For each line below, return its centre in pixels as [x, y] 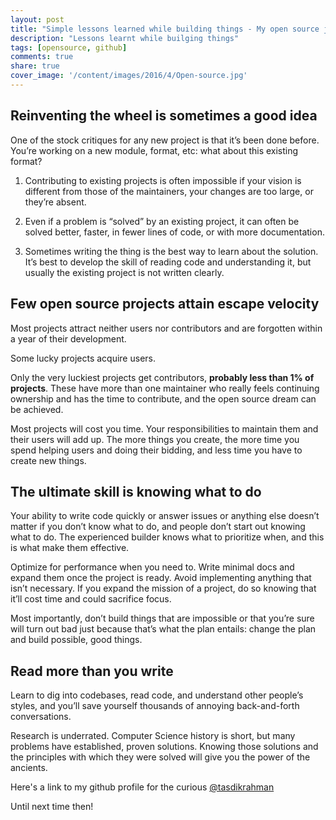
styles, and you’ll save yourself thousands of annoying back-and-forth [155, 706]
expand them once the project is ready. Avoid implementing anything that [161, 578]
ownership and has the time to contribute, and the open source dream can [163, 398]
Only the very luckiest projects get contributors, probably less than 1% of [162, 377]
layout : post [37, 19]
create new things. [48, 460]
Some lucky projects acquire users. [83, 358]
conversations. [41, 717]
